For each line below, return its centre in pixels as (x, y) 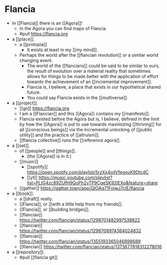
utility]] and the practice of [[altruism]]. (59, 135)
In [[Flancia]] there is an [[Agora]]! (47, 23)
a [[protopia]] (33, 44)
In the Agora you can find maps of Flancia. (63, 28)
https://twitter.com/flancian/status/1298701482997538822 (80, 220)
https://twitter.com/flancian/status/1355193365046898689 (80, 241)
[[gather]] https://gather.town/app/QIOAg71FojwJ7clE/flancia (82, 188)
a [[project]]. (25, 103)
